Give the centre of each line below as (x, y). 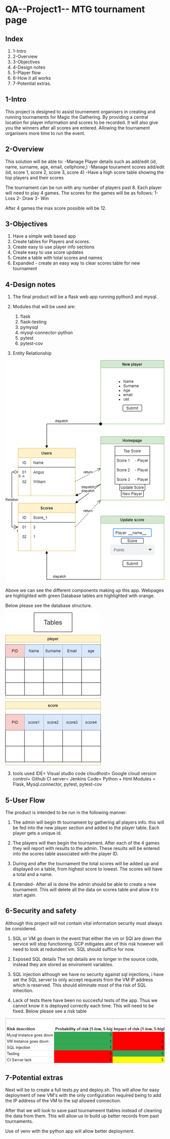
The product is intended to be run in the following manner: (66, 812)
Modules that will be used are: (44, 307)
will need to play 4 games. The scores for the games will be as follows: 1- (82, 193)
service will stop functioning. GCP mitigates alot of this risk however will (88, 943)
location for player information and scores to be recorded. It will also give (82, 122)
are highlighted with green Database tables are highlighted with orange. (80, 596)
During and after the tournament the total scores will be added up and (86, 864)
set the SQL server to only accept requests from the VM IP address (83, 980)
